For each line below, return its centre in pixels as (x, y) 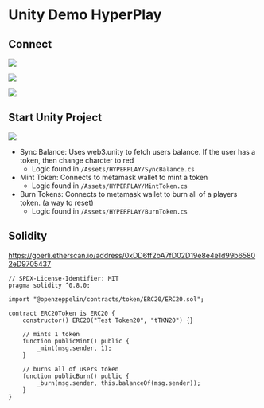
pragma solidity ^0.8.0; (49, 285)
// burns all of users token (71, 369)
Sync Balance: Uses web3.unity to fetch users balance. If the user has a (138, 151)
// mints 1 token (51, 334)
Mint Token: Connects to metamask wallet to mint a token (114, 177)
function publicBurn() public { (76, 376)
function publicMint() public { (76, 341)
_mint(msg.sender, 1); (74, 348)
